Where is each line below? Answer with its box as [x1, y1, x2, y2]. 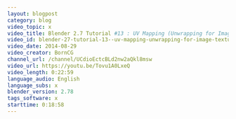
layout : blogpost [7, 10, 58, 17]
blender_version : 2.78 [7, 88, 74, 95]
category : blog [7, 17, 52, 24]
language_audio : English [7, 75, 80, 83]
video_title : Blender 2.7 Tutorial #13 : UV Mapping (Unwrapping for [7, 29, 216, 37]
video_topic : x [7, 23, 52, 30]
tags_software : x [7, 95, 58, 102]
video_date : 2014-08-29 [7, 43, 77, 50]
